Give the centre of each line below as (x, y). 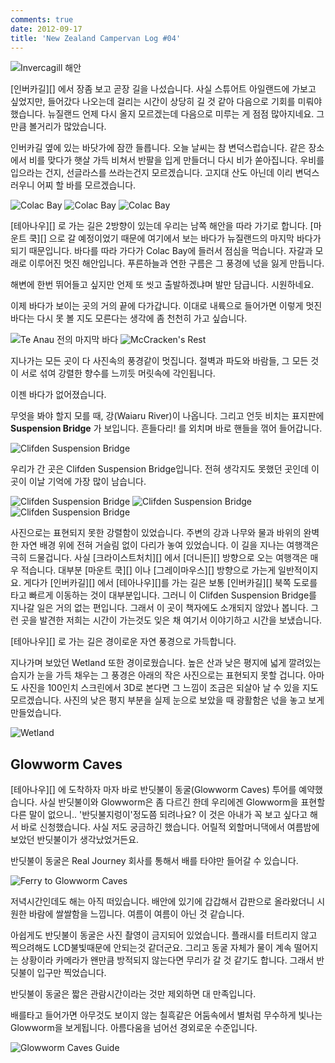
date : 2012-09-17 (46, 29)
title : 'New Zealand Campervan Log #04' (96, 38)
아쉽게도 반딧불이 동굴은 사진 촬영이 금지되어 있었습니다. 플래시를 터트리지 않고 (164, 935)
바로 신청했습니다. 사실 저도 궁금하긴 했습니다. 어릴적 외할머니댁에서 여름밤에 (170, 827)
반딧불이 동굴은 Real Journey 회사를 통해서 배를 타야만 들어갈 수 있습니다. (154, 861)
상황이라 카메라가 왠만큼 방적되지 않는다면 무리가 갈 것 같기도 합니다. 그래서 (167, 960)
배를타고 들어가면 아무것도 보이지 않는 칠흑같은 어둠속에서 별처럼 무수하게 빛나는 (166, 1015)
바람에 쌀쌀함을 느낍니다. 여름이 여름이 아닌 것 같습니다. (136, 914)
